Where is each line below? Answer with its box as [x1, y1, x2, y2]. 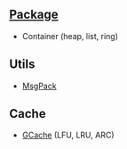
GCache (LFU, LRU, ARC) [21, 129, 115, 141]
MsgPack [21, 80, 57, 91]
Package [9, 7, 60, 22]
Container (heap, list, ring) [21, 30, 118, 41]
